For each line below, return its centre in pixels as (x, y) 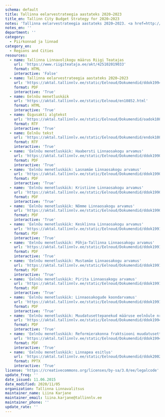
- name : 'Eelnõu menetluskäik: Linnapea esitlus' (61, 352)
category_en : (18, 46)
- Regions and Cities (32, 51)
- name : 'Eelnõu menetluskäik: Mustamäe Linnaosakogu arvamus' (75, 261)
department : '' (21, 32)
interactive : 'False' (36, 74)
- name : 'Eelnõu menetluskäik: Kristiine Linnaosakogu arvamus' (77, 188)
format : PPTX (27, 361)
